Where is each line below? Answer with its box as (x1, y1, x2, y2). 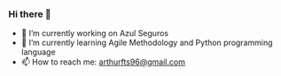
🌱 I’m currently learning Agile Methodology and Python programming (20, 37, 273, 48)
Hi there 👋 (8, 8, 52, 20)
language (20, 47, 56, 57)
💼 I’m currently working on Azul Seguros (20, 28, 169, 39)
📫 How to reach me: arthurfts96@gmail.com (20, 57, 185, 67)
